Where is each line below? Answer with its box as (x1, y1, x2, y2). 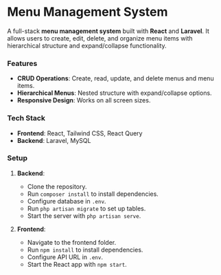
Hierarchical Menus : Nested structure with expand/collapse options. (16, 89, 212, 97)
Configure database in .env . (27, 197, 106, 205)
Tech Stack (7, 113, 46, 123)
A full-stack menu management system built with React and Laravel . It (7, 27, 209, 35)
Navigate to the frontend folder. (27, 238, 117, 246)
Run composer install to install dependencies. (27, 190, 159, 198)
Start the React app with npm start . (27, 260, 127, 268)
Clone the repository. (27, 182, 87, 190)
